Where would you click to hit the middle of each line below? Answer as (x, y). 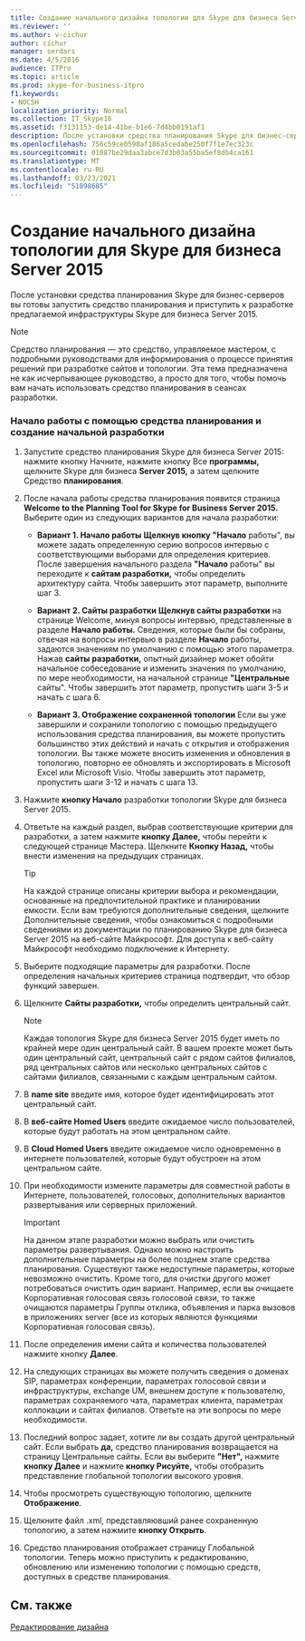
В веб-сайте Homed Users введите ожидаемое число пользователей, (159, 1122)
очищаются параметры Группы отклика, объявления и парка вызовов (159, 1307)
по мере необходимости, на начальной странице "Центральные (163, 678)
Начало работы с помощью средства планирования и (136, 421)
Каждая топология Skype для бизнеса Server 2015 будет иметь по (151, 1038)
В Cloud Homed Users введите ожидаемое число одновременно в (152, 1149)
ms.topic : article (45, 77)
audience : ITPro (41, 69)
